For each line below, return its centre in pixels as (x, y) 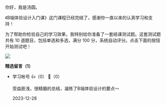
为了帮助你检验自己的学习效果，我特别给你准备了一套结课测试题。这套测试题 (83, 34)
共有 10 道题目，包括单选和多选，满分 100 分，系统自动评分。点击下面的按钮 (83, 40)
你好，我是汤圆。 (22, 7)
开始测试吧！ (18, 46)
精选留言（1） (19, 66)
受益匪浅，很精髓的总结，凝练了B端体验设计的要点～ (66, 88)
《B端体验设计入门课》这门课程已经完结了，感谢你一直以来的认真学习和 (77, 18)
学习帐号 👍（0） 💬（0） (37, 77)
